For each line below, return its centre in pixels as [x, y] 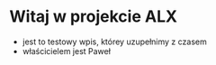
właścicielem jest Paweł [66, 51]
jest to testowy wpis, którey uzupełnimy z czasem [114, 42]
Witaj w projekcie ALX [94, 17]
